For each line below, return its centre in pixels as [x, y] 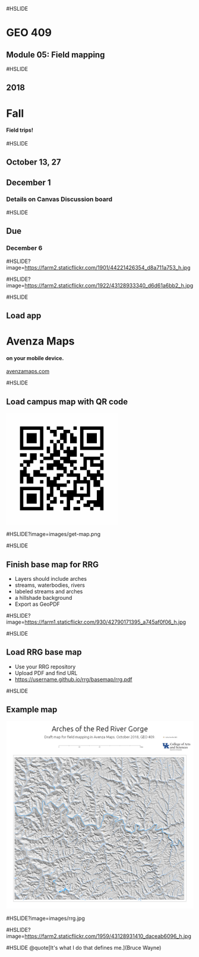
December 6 [24, 248]
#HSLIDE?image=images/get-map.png [53, 534]
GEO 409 [29, 33]
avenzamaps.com [28, 371]
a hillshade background [43, 597]
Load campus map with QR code [67, 402]
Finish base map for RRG [53, 564]
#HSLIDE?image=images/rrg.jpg [45, 918]
